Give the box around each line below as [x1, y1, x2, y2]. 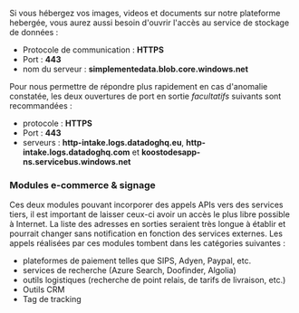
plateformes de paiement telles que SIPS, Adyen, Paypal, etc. [22, 255, 252, 266]
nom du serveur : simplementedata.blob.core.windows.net [22, 63, 249, 74]
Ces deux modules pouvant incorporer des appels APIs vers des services [9, 199, 284, 211]
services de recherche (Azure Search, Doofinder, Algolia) [22, 265, 237, 276]
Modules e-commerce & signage [9, 178, 156, 191]
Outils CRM [22, 284, 65, 295]
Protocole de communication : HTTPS [22, 44, 165, 55]
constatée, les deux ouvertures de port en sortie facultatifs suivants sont [9, 90, 282, 101]
